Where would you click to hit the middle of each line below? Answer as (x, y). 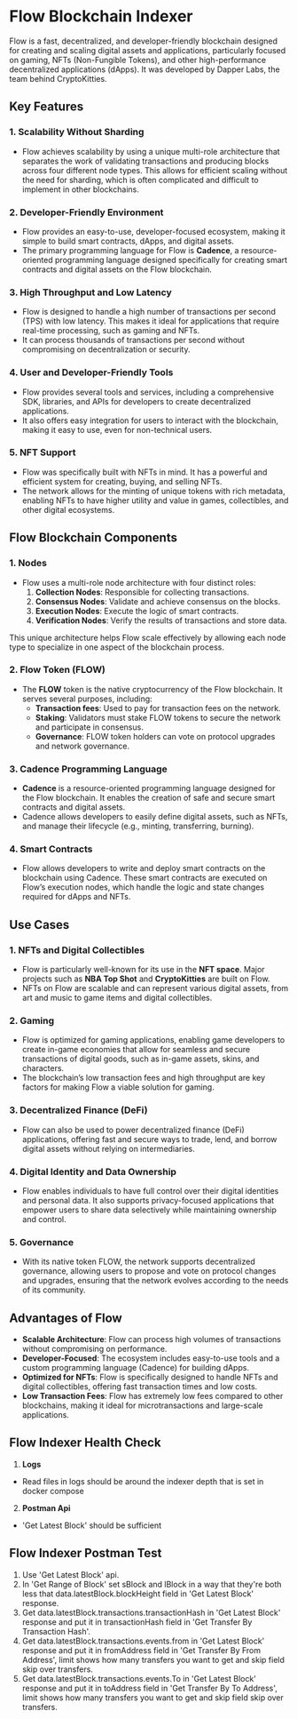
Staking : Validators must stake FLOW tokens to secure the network (158, 717)
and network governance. (82, 746)
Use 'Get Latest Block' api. (70, 1574)
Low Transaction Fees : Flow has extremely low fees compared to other (152, 1396)
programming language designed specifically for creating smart (171, 260)
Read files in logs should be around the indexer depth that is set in (143, 1481)
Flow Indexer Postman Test (86, 1553)
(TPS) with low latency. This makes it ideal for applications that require (150, 321)
